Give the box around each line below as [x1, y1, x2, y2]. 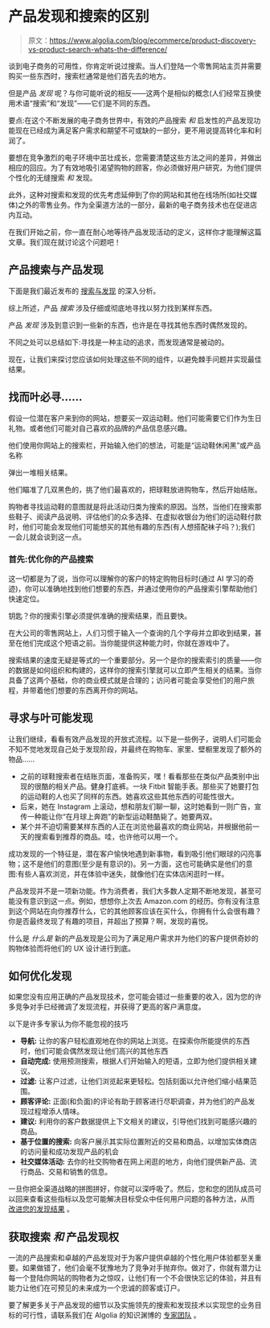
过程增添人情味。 [27, 1107, 84, 1116]
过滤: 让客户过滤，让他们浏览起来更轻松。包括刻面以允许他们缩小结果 [19, 1076, 251, 1087]
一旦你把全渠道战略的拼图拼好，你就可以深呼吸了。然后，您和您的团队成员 [8, 1184, 255, 1194]
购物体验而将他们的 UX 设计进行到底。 [8, 943, 135, 953]
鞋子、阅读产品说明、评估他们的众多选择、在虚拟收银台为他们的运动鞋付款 [14, 512, 262, 522]
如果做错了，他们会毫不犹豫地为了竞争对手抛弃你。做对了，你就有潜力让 [22, 1263, 262, 1272]
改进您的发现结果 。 [8, 1204, 74, 1214]
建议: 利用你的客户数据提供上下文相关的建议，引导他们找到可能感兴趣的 [19, 1116, 257, 1127]
